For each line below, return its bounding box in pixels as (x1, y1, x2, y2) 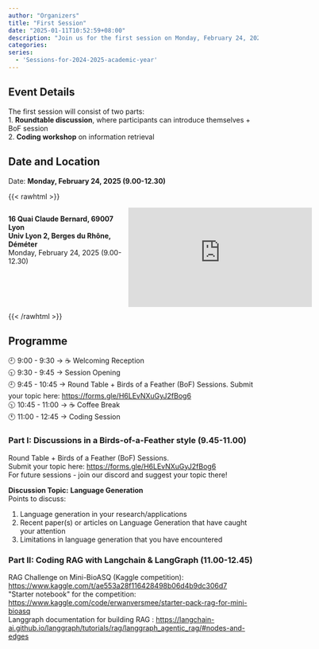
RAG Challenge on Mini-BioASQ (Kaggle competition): (8, 572, 184, 581)
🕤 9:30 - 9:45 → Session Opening (8, 367, 121, 378)
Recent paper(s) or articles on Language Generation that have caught (19, 518, 248, 527)
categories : (8, 41, 48, 49)
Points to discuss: (8, 494, 66, 503)
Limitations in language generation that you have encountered (19, 534, 223, 544)
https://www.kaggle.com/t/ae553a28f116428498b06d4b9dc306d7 (8, 581, 228, 590)
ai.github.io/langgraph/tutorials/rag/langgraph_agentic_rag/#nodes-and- (8, 623, 246, 632)
